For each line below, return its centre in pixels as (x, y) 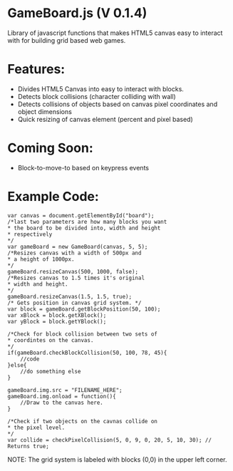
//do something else (51, 371)
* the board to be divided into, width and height (84, 228)
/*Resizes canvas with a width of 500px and (74, 253)
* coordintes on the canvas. (51, 340)
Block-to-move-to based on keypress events (83, 167)
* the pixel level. (36, 428)
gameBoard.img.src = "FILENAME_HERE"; (65, 390)
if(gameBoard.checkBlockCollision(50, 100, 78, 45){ (87, 353)
